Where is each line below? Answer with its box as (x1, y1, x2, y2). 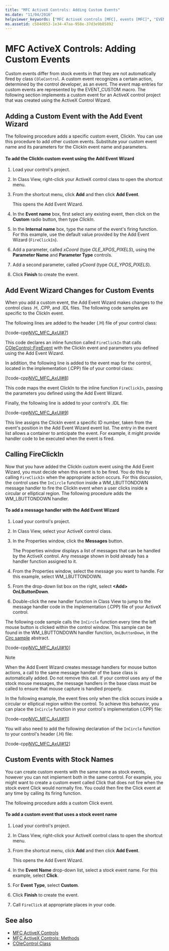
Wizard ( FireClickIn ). (12, 237, 58, 243)
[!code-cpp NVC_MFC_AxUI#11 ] (5, 716, 69, 722)
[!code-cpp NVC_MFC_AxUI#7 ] (5, 330, 69, 336)
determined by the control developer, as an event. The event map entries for (5, 81, 163, 87)
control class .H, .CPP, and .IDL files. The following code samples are (5, 305, 148, 311)
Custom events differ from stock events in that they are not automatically (5, 71, 156, 77)
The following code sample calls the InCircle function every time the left (5, 619, 156, 625)
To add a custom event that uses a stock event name (5, 811, 117, 817)
